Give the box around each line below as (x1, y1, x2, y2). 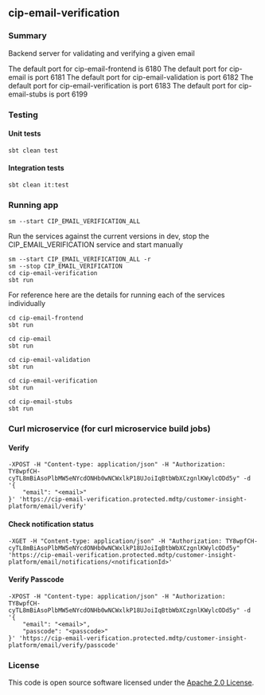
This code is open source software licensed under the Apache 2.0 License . (8, 677, 255, 688)
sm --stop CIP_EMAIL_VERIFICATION (8, 262, 123, 270)
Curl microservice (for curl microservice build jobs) (8, 423, 211, 434)
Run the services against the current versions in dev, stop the (8, 231, 209, 241)
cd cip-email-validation (8, 356, 91, 364)
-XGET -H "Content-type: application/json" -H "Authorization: (8, 537, 223, 545)
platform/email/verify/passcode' (8, 641, 119, 649)
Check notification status (8, 520, 94, 529)
